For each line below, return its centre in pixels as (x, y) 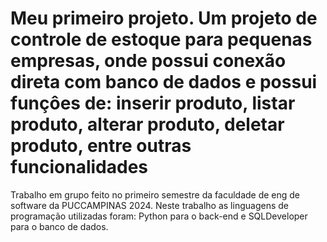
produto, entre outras (101, 146)
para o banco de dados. (59, 226)
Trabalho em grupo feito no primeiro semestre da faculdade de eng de (155, 194)
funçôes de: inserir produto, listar (153, 103)
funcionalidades (79, 167)
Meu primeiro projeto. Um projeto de (164, 18)
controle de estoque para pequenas (161, 39)
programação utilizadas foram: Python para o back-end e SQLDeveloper (159, 216)
